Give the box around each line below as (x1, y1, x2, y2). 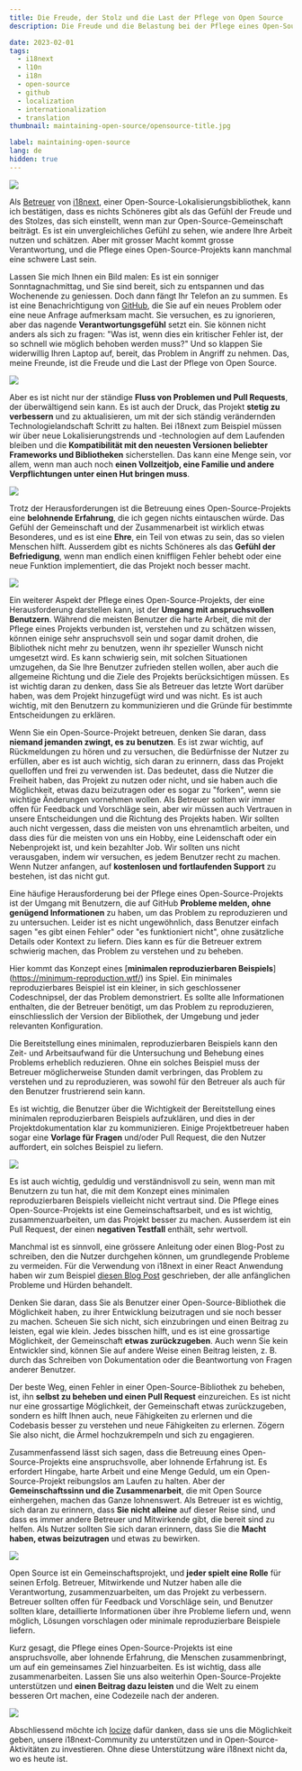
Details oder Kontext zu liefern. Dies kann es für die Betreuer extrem (9, 936, 262, 946)
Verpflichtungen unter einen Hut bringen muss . (9, 468, 191, 479)
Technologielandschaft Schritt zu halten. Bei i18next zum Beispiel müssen (9, 420, 281, 431)
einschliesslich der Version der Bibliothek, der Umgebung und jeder (9, 1010, 260, 1021)
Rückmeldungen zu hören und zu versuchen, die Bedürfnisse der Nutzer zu (9, 745, 289, 757)
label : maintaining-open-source (9, 138, 130, 147)
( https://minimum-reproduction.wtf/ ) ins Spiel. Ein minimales (9, 972, 233, 983)
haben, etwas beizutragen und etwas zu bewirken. (9, 1533, 200, 1544)
